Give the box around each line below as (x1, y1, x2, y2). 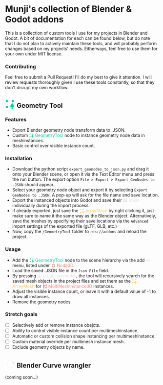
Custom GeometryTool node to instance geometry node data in (12, 132, 145, 138)
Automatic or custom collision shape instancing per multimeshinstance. (12, 333, 156, 339)
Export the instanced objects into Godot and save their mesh (12, 197, 140, 203)
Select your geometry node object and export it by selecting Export (12, 187, 148, 193)
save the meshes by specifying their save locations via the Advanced (12, 218, 149, 224)
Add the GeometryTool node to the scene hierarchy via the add (12, 257, 145, 263)
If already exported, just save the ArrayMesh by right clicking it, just (12, 208, 154, 214)
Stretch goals (5, 311, 38, 318)
